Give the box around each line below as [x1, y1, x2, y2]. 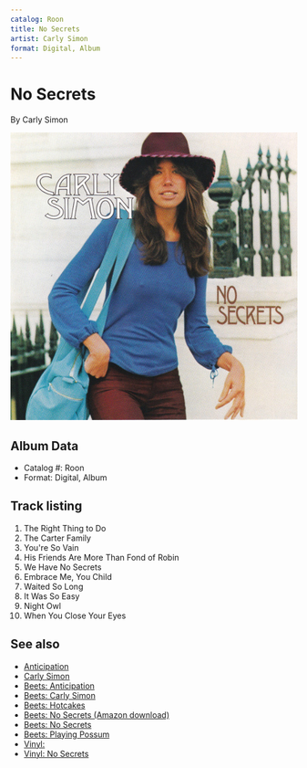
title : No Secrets [10, 24, 80, 34]
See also [10, 636, 60, 652]
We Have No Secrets [23, 562, 102, 573]
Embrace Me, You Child [23, 571, 112, 582]
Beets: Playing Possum [23, 729, 110, 740]
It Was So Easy [23, 590, 80, 602]
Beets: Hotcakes [23, 700, 86, 710]
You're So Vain [23, 542, 80, 552]
